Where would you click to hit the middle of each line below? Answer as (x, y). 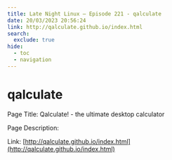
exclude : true (34, 40)
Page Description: (33, 128)
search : (19, 33)
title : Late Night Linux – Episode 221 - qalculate (84, 14)
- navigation (33, 60)
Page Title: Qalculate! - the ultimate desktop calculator (86, 114)
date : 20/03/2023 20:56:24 (47, 20)
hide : (15, 47)
